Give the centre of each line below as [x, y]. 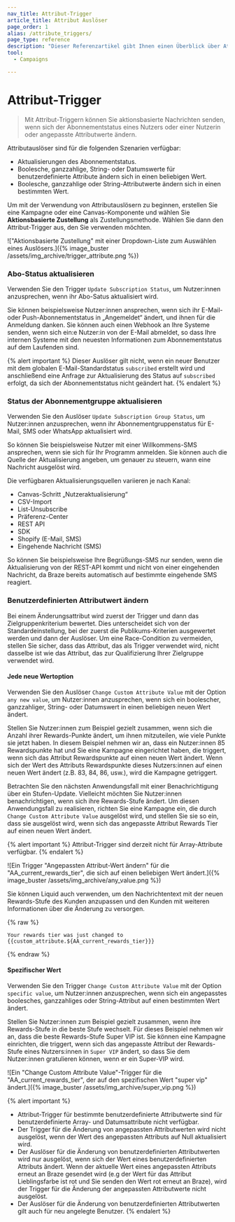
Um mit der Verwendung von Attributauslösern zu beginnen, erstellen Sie [113, 204]
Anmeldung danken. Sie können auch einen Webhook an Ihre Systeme [108, 325]
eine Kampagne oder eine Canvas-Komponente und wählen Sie [99, 212]
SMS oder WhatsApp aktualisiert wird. [78, 431]
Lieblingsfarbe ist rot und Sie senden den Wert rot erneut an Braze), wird [122, 1181]
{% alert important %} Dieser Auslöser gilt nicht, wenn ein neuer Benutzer [114, 361]
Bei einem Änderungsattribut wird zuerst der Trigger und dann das [103, 616]
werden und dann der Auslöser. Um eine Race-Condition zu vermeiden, [110, 638]
